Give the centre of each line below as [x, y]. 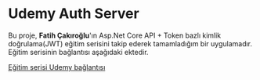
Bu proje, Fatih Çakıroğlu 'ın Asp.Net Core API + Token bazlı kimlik [115, 35]
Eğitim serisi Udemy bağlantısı [57, 67]
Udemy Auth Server [74, 14]
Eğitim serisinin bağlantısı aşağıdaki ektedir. [78, 52]
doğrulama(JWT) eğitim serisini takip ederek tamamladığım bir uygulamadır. [130, 43]
